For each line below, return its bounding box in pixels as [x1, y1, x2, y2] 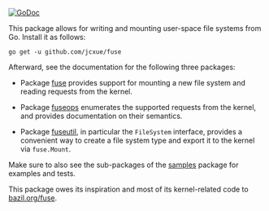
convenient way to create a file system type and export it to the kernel [20, 135, 255, 145]
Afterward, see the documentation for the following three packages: [8, 62, 236, 72]
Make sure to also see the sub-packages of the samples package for [8, 160, 239, 169]
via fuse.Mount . [20, 144, 72, 154]
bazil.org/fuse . [8, 193, 58, 203]
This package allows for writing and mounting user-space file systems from [8, 24, 262, 33]
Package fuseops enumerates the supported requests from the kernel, [20, 103, 257, 112]
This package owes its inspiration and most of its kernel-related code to [8, 184, 249, 194]
